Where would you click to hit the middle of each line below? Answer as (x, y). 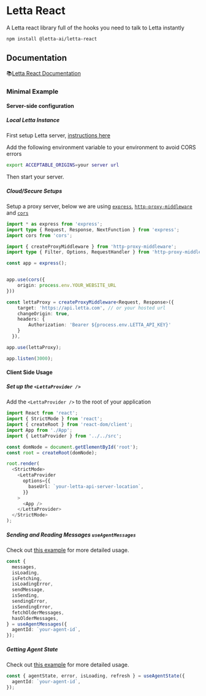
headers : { (31, 319)
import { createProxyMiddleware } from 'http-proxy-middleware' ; (91, 247)
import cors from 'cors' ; (39, 235)
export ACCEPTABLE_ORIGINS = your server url (63, 165)
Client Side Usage (30, 372)
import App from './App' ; (39, 430)
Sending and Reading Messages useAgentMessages (71, 535)
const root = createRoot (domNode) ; (52, 453)
